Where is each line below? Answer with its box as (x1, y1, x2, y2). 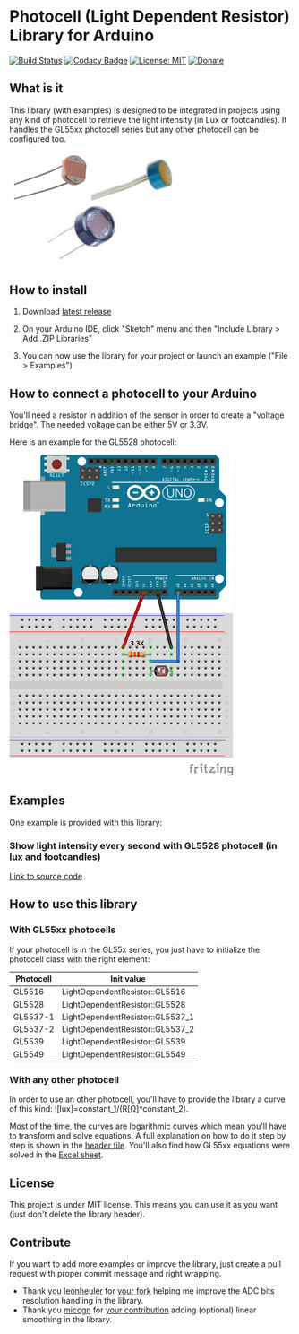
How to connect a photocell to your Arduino (9, 385, 258, 401)
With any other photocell (9, 1074, 119, 1087)
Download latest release (21, 307, 112, 317)
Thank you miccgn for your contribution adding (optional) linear (21, 1304, 257, 1315)
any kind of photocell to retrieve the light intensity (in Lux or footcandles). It (9, 114, 287, 125)
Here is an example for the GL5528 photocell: (9, 437, 177, 447)
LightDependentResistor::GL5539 (61, 1036, 186, 1047)
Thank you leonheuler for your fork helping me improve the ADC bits (21, 1286, 275, 1296)
